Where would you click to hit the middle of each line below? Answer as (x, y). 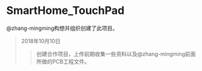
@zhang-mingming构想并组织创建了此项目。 (62, 28)
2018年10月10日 (41, 41)
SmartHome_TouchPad (66, 11)
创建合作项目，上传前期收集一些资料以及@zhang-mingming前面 (116, 54)
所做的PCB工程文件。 (63, 61)
